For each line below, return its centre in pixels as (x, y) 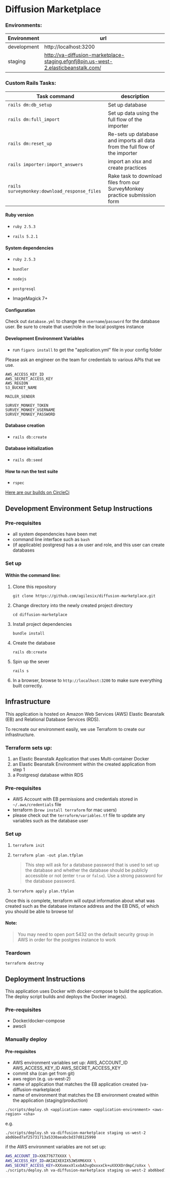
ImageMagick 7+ (30, 299)
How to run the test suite (32, 471)
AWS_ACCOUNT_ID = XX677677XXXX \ (38, 1156)
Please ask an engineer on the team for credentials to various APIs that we (83, 360)
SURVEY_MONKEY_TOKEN (27, 405)
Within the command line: (33, 576)
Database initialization (29, 449)
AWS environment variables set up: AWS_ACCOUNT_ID (70, 1063)
